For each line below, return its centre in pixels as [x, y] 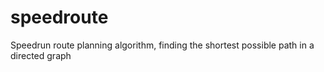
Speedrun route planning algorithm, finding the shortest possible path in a [162, 45]
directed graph [41, 55]
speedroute [59, 17]
